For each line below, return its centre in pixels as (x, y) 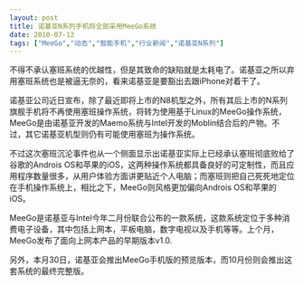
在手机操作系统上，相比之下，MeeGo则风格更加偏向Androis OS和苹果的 (143, 187)
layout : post (34, 18)
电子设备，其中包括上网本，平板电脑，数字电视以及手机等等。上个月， (147, 229)
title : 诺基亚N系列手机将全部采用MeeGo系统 (83, 26)
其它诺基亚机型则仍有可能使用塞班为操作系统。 (112, 134)
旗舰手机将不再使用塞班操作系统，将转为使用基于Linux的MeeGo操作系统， (148, 112)
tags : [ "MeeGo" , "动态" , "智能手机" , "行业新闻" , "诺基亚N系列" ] (117, 43)
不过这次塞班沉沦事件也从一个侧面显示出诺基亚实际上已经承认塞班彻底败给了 (152, 154)
